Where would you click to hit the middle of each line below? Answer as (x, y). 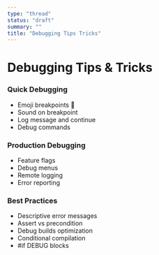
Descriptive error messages (57, 216)
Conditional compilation (51, 238)
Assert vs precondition (50, 224)
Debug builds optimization (55, 231)
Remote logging (40, 175)
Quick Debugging (38, 89)
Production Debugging (46, 145)
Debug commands (44, 127)
